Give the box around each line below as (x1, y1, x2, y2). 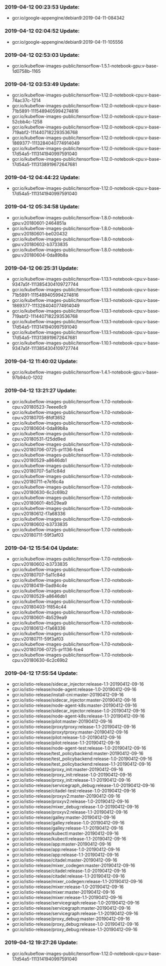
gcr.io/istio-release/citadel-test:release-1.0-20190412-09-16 (11, 788, 136, 794)
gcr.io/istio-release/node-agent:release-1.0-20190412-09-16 (11, 686, 137, 692)
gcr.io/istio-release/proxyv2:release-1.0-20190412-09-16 (11, 798, 129, 804)
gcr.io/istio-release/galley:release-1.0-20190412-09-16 (11, 820, 124, 826)
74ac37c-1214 (11, 97, 41, 103)
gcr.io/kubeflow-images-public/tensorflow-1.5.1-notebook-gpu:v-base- (11, 63, 158, 69)
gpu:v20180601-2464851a (11, 220, 66, 226)
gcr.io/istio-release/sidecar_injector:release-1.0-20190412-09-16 (11, 708, 145, 714)
